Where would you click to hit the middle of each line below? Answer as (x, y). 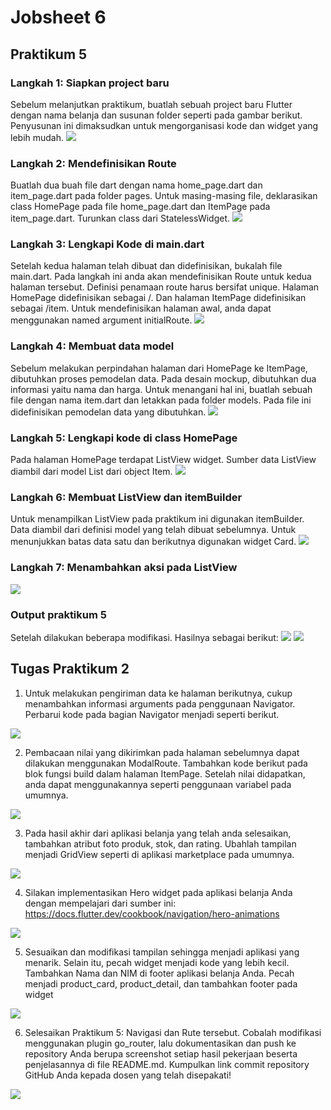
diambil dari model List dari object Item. (91, 472)
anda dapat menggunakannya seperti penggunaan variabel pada (158, 784)
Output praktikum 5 (58, 614)
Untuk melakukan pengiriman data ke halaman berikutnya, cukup (158, 693)
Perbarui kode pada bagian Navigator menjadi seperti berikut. (152, 714)
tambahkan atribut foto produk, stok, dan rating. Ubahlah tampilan (160, 843)
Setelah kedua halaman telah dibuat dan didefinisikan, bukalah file (146, 266)
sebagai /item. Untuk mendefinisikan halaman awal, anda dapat (141, 308)
